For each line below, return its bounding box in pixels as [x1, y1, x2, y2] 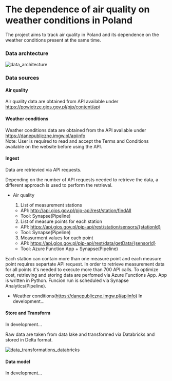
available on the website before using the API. [5, 143, 103, 149]
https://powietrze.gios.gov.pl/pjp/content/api [5, 104, 100, 110]
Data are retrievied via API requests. [5, 166, 82, 173]
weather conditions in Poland [5, 14, 132, 26]
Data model [5, 358, 31, 365]
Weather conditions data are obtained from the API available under [5, 127, 146, 133]
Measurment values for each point [20, 235, 93, 241]
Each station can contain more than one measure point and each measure [5, 255, 162, 261]
